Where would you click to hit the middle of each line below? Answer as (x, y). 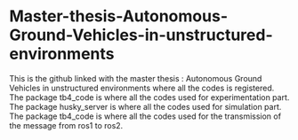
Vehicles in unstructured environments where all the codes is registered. (142, 88)
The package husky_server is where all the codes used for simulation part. (145, 106)
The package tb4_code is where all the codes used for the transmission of (145, 116)
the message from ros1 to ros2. (66, 125)
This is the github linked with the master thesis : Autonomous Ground (136, 78)
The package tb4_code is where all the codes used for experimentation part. (149, 97)
